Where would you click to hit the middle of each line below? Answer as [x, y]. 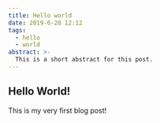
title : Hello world [40, 15]
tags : [17, 30]
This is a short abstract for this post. [84, 60]
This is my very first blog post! [58, 110]
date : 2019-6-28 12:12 [45, 23]
